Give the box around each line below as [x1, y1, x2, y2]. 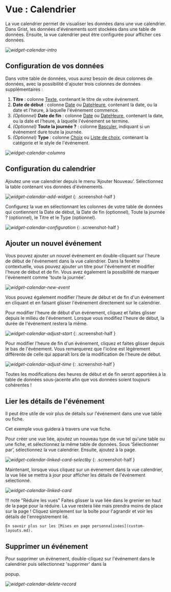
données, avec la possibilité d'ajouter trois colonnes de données [5, 80, 141, 87]
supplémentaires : [5, 86, 43, 92]
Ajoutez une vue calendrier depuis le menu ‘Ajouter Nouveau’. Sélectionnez [5, 178, 163, 184]
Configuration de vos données [5, 62, 104, 70]
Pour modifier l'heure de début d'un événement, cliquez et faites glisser [5, 310, 156, 316]
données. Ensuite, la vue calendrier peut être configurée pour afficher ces [5, 31, 161, 37]
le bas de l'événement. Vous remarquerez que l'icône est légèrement [5, 346, 151, 352]
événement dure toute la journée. [12, 129, 83, 135]
